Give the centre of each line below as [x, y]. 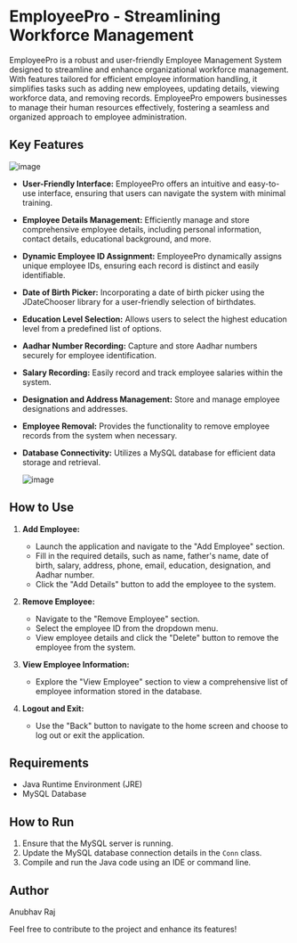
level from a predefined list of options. [92, 328]
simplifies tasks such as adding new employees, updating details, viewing [144, 88]
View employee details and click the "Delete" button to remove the [157, 637]
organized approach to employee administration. [98, 117]
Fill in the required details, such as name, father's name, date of [152, 555]
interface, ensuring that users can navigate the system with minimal [162, 193]
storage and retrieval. [61, 462]
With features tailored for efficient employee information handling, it [133, 78]
